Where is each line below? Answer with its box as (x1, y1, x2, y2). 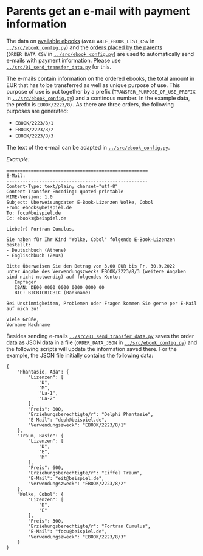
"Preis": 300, (28, 518, 64, 524)
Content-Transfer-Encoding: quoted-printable (6, 189, 123, 195)
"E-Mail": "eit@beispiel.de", (28, 475, 105, 481)
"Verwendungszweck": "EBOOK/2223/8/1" (28, 422, 126, 428)
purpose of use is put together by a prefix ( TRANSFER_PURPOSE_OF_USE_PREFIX (6, 88, 196, 95)
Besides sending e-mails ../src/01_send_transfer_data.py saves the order (6, 332, 194, 339)
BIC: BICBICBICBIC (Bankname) (14, 290, 91, 296)
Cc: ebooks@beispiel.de (6, 215, 67, 221)
